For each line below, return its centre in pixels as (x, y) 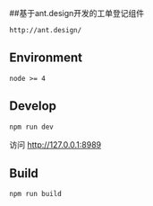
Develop (33, 106)
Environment (46, 58)
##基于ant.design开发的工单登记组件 (77, 13)
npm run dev (31, 127)
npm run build (36, 194)
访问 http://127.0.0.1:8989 (55, 144)
